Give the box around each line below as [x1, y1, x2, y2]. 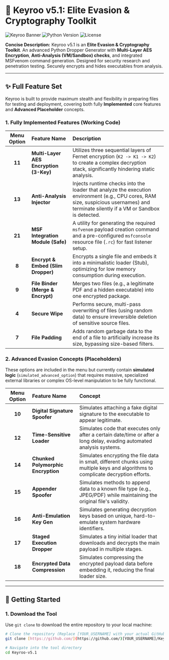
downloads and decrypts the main [79, 539, 160, 546]
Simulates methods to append [79, 479, 150, 486]
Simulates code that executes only [79, 425, 161, 432]
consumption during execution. [72, 272, 146, 279]
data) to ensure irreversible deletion [72, 313, 157, 320]
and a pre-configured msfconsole [72, 232, 151, 239]
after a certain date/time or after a [79, 431, 159, 438]
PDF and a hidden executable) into [72, 286, 154, 293]
